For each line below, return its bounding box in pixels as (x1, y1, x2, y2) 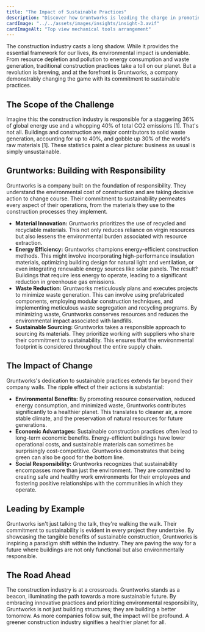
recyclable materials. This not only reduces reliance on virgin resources (15, 226, 195, 233)
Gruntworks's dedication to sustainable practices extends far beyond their (6, 377, 193, 384)
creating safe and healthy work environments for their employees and (15, 473, 190, 480)
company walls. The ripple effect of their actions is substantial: (6, 383, 164, 391)
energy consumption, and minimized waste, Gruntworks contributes (15, 401, 186, 409)
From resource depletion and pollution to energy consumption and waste (6, 56, 190, 63)
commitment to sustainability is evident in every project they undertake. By (6, 526, 194, 534)
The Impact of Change (6, 361, 93, 371)
